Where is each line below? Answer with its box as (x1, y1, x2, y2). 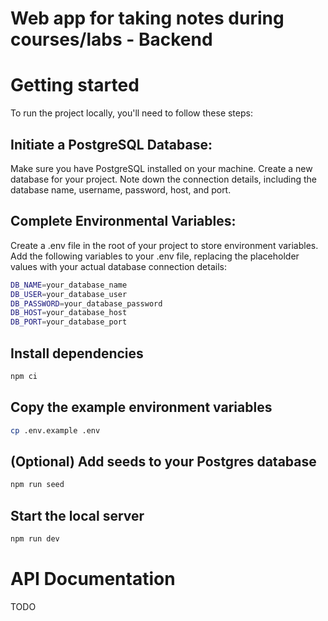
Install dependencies (10, 345, 144, 362)
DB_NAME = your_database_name (10, 280, 128, 290)
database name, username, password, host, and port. (10, 183, 232, 196)
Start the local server (10, 507, 145, 524)
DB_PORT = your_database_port (10, 317, 128, 327)
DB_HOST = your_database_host (10, 308, 128, 318)
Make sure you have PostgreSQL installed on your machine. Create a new (10, 162, 313, 174)
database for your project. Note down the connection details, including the (10, 173, 317, 185)
